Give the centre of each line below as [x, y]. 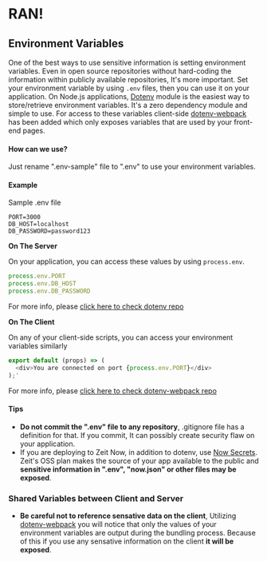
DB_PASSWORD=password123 [49, 231]
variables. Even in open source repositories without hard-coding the [120, 71]
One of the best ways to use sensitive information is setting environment [127, 62]
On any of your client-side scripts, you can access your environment [121, 337]
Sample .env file [35, 203]
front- [243, 122]
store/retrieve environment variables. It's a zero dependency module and [128, 105]
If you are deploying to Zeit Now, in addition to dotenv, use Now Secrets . [138, 452]
